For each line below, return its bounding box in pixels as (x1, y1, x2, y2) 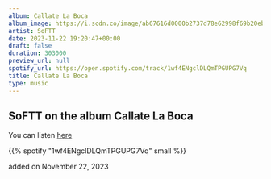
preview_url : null (8, 57, 70, 65)
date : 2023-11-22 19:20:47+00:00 (8, 34, 121, 43)
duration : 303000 (8, 49, 67, 57)
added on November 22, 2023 (8, 162, 109, 172)
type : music (8, 79, 48, 87)
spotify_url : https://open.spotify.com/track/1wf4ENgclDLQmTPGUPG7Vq (8, 65, 248, 73)
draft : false (8, 42, 52, 50)
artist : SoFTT (8, 27, 56, 35)
